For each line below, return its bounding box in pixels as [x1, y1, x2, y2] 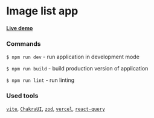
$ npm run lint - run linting [6, 76, 75, 84]
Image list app [6, 4, 79, 18]
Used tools [6, 92, 39, 100]
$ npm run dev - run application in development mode [6, 53, 140, 61]
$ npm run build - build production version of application [6, 65, 149, 72]
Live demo [6, 24, 33, 31]
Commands [6, 39, 41, 48]
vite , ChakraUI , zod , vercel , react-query [6, 105, 106, 113]
